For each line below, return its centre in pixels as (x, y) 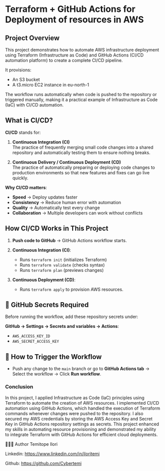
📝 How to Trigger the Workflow (54, 357)
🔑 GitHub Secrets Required (47, 305)
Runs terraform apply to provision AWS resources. (71, 289)
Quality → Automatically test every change (56, 208)
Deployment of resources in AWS (75, 20)
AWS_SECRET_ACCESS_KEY (36, 342)
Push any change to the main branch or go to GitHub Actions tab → (81, 369)
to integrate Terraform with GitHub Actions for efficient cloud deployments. (82, 434)
